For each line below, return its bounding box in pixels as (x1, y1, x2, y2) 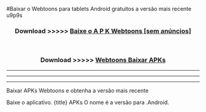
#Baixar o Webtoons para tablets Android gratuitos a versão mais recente (6, 5, 192, 12)
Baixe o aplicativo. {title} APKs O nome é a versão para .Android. (6, 99, 170, 106)
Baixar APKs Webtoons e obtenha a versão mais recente (6, 86, 149, 94)
